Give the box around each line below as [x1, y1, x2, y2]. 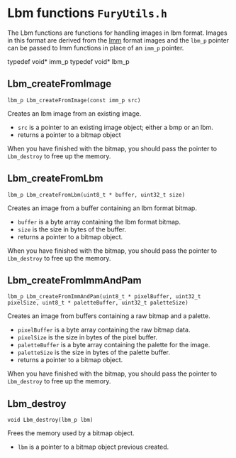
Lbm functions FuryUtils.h [7, 5, 168, 21]
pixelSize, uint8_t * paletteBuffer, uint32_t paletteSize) [7, 300, 189, 307]
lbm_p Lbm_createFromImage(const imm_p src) [7, 97, 141, 104]
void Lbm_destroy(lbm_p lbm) [7, 417, 94, 424]
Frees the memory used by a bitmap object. [7, 429, 135, 437]
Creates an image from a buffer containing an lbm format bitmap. [7, 204, 197, 212]
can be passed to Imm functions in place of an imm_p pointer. [7, 43, 184, 52]
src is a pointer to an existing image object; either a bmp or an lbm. [17, 123, 214, 131]
